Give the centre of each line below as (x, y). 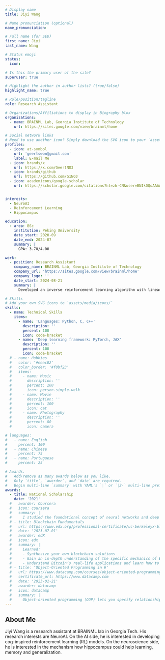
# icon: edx (24, 540)
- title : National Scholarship (41, 494)
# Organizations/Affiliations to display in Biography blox (68, 113)
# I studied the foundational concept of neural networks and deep (84, 517)
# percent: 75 (24, 454)
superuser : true (22, 77)
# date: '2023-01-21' (34, 581)
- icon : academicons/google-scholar (47, 181)
